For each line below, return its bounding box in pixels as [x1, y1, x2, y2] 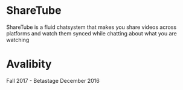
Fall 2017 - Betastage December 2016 [6, 77, 100, 84]
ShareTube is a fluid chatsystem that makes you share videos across [6, 23, 177, 31]
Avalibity [6, 58, 52, 71]
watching [6, 36, 30, 43]
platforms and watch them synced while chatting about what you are [6, 29, 177, 37]
